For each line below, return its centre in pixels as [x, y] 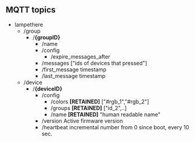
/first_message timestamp [74, 69]
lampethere [29, 24]
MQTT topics [31, 10]
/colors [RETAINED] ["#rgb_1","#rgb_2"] [100, 102]
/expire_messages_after [80, 56]
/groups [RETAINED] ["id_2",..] [89, 108]
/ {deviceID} [48, 89]
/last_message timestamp [74, 76]
